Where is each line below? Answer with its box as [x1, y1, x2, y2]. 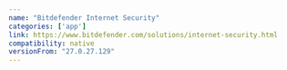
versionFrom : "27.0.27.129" [8, 47, 116, 56]
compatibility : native [8, 38, 95, 48]
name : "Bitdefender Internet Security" [8, 13, 160, 23]
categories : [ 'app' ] [8, 22, 87, 31]
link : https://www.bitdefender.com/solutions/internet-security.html [8, 30, 279, 39]
